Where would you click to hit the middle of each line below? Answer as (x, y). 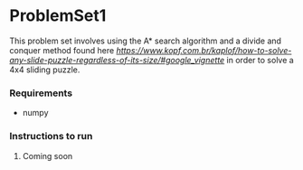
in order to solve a (260, 60)
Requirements (41, 93)
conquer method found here (62, 50)
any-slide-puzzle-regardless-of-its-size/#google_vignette (117, 60)
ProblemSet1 (58, 16)
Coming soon (47, 156)
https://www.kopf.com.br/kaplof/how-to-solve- (204, 50)
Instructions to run (51, 137)
